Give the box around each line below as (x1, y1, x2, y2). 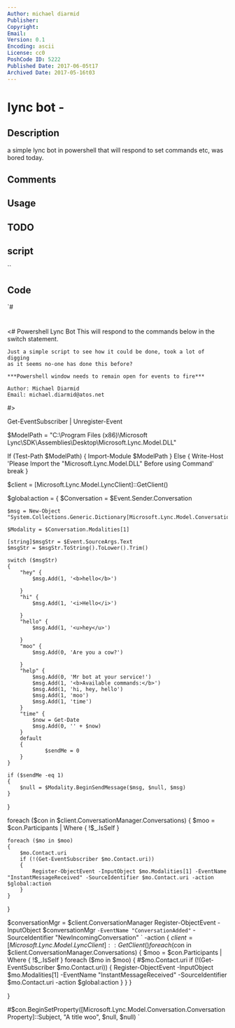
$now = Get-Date (32, 717, 80, 724)
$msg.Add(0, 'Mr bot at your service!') (32, 673, 152, 681)
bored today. (7, 153, 44, 162)
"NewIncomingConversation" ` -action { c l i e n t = (55, 933, 193, 942)
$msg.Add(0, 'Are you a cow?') (32, 649, 124, 657)
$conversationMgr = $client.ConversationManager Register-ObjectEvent (7, 918, 216, 927)
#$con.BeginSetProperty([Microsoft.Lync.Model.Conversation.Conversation (7, 1006, 226, 1014)
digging (7, 355, 30, 362)
